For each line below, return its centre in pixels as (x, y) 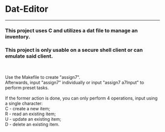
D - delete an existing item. (32, 125)
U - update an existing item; (33, 119)
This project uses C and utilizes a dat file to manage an (71, 31)
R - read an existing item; (30, 114)
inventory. (18, 36)
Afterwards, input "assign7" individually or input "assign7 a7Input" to (75, 83)
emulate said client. (29, 56)
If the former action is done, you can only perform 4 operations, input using (82, 98)
